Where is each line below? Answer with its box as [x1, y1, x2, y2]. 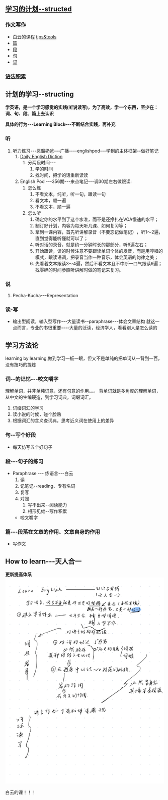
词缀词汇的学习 [12, 405, 44, 411]
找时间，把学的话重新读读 [35, 172, 89, 178]
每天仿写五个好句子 [12, 444, 53, 450]
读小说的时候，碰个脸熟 [12, 411, 61, 417]
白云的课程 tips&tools [12, 33, 57, 39]
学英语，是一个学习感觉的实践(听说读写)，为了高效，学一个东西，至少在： [5, 104, 158, 110]
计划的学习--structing [5, 90, 74, 99]
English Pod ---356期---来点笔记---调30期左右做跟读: [20, 178, 132, 184]
